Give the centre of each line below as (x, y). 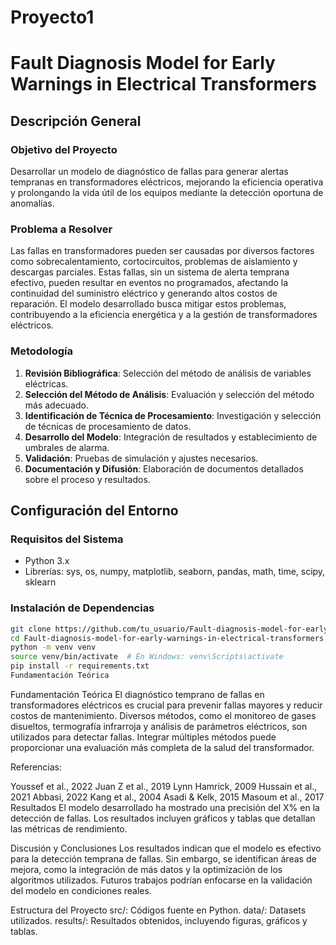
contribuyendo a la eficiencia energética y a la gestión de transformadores (164, 315)
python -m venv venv (53, 647)
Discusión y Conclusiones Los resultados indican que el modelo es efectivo (166, 848)
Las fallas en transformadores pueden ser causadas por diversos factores (162, 251)
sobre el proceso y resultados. (87, 479)
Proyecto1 (52, 17)
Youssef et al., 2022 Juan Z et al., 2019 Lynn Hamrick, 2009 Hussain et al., (164, 786)
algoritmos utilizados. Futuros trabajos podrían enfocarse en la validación (161, 880)
